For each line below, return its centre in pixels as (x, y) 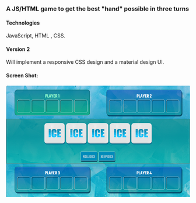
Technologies (23, 23)
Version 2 (18, 49)
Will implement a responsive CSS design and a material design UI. (85, 62)
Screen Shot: (22, 75)
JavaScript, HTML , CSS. (36, 36)
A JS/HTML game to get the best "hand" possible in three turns (98, 9)
